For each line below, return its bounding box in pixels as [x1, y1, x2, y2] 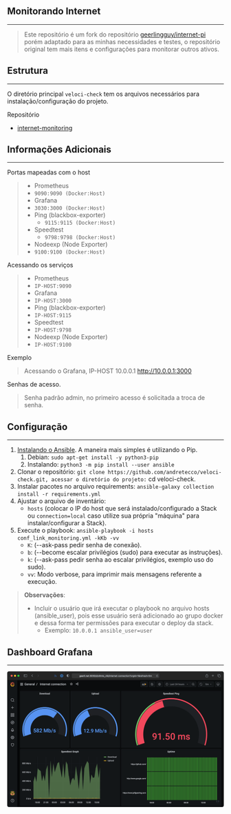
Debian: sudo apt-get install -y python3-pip [27, 453, 159, 461]
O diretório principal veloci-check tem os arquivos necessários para [7, 90, 199, 98]
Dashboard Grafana [7, 646, 93, 658]
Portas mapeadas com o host [7, 168, 91, 176]
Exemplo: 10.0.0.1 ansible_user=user [44, 627, 153, 635]
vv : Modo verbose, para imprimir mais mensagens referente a [27, 570, 202, 578]
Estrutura [7, 65, 49, 77]
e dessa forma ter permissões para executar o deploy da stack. [34, 619, 214, 627]
